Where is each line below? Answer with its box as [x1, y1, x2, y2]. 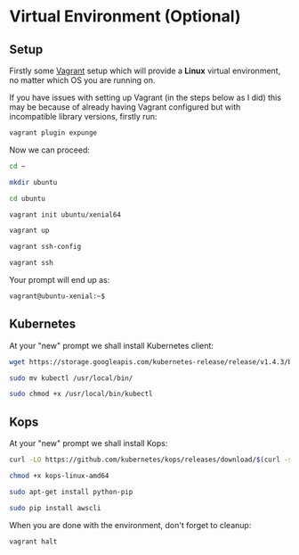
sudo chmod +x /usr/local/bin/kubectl [9, 390, 153, 399]
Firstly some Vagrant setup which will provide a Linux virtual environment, [9, 65, 281, 76]
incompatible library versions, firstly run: [9, 112, 158, 121]
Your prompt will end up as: [9, 275, 110, 285]
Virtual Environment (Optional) [9, 6, 241, 27]
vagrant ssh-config [9, 243, 82, 252]
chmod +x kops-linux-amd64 [9, 471, 109, 480]
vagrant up [9, 226, 50, 236]
